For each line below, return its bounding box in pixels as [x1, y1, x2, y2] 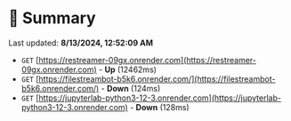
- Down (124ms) [101, 83, 161, 93]
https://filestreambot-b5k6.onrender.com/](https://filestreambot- [38, 73, 276, 84]
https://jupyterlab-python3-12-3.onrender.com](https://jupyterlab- [38, 93, 282, 103]
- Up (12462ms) [98, 64, 158, 75]
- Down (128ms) [129, 101, 190, 112]
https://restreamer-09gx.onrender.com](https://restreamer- [38, 54, 257, 65]
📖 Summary [8, 8, 96, 28]
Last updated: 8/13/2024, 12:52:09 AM [8, 37, 153, 48]
